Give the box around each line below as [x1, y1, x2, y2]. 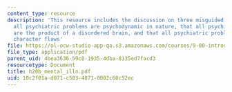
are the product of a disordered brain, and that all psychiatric [13, 29, 209, 37]
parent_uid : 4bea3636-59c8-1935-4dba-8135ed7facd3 [7, 55, 156, 62]
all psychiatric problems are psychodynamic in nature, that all [13, 23, 206, 30]
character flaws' [13, 36, 64, 43]
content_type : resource [7, 10, 76, 17]
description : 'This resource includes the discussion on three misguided [7, 17, 224, 24]
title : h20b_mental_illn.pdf [7, 68, 91, 75]
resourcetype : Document [7, 62, 76, 68]
